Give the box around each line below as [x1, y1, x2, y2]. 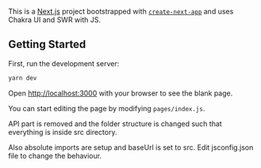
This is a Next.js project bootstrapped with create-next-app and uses [8, 7, 234, 16]
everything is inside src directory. [8, 127, 117, 136]
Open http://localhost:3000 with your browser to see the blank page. [8, 88, 233, 98]
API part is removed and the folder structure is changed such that [8, 118, 222, 129]
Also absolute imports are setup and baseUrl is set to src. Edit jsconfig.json [8, 142, 254, 152]
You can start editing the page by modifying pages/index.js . [8, 103, 205, 113]
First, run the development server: [8, 58, 120, 68]
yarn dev [8, 74, 37, 82]
